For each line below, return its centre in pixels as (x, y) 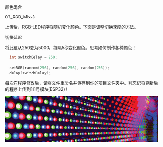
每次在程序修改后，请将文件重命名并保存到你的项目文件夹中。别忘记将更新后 (81, 83)
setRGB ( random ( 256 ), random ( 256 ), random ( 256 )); (59, 68)
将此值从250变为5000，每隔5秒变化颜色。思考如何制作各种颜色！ (71, 47)
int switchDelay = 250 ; (33, 57)
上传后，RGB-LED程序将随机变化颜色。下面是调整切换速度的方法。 (72, 27)
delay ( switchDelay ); (30, 73)
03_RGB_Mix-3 (20, 17)
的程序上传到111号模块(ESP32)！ (37, 89)
